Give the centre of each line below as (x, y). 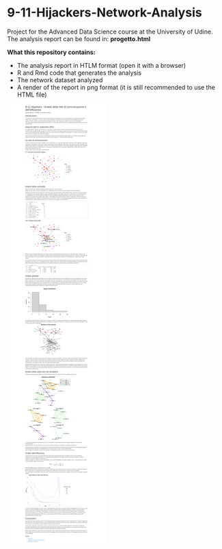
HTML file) (32, 95)
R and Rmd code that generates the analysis (79, 73)
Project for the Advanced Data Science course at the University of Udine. (110, 32)
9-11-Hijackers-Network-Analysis (105, 13)
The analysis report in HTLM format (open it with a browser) (101, 65)
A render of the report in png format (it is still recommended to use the (116, 87)
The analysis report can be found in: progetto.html (79, 38)
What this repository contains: (51, 52)
